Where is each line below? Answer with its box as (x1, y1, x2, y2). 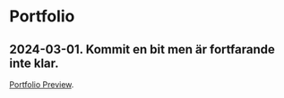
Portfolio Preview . (9, 79, 74, 90)
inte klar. (9, 55, 60, 70)
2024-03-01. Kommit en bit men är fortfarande (9, 42, 276, 57)
